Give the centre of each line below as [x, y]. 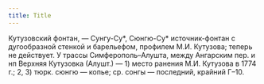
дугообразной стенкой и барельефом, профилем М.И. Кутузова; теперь [130, 46]
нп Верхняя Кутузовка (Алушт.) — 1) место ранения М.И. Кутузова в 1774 [132, 63]
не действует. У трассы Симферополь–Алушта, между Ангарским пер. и [132, 55]
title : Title [30, 15]
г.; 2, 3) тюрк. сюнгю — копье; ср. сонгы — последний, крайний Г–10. [126, 71]
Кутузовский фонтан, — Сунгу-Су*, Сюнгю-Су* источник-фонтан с [122, 38]
